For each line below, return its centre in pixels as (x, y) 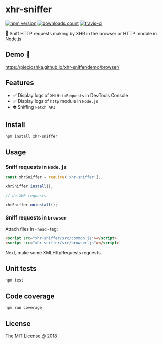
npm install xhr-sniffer (31, 136)
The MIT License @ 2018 (31, 336)
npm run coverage (24, 308)
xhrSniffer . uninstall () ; (31, 205)
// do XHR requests (26, 196)
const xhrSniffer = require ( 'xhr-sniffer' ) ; (53, 177)
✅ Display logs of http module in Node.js (55, 101)
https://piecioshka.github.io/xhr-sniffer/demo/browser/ (62, 67)
